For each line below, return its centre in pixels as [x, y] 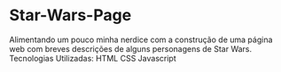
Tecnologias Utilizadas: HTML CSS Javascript [93, 58]
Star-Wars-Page [70, 15]
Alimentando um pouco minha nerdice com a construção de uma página [141, 40]
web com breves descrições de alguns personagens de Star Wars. [131, 48]
